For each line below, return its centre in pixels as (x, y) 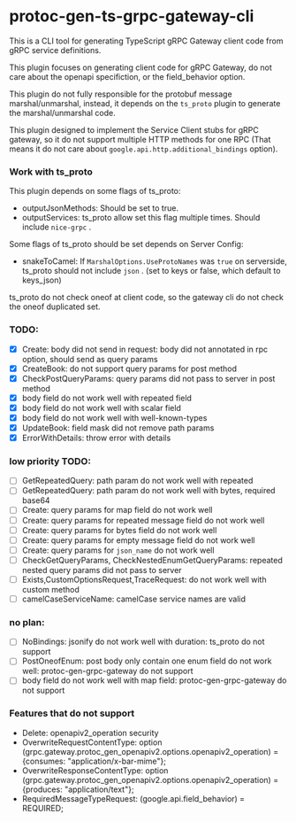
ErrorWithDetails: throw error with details (96, 438)
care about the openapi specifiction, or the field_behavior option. (127, 76)
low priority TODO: (50, 461)
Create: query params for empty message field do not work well (138, 540)
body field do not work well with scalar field (101, 407)
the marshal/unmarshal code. (63, 112)
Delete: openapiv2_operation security (90, 733)
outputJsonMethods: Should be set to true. (100, 208)
